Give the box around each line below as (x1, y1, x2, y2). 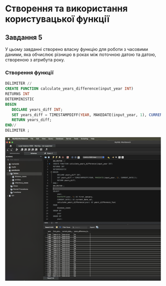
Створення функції (5, 69, 54, 76)
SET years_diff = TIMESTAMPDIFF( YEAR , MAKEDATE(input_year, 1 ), (11, 112, 147, 117)
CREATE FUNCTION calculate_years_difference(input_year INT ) (5, 86, 134, 92)
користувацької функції (5, 13, 110, 25)
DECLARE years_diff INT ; (11, 107, 63, 112)
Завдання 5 (5, 33, 43, 42)
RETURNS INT (5, 92, 30, 96)
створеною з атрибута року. (5, 57, 65, 62)
